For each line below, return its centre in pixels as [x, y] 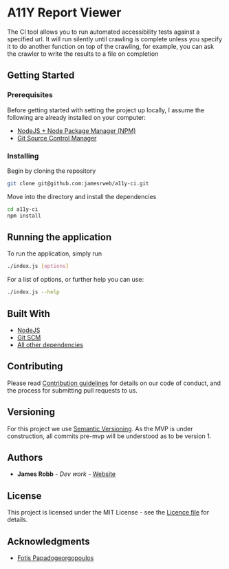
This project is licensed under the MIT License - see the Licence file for [108, 513]
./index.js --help [33, 292]
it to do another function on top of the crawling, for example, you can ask [111, 46]
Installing [23, 156]
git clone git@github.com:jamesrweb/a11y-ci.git [78, 183]
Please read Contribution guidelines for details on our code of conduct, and [114, 383]
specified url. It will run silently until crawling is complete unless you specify [115, 39]
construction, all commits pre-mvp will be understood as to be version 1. [109, 436]
